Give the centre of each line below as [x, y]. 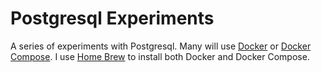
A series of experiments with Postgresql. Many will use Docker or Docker [161, 46]
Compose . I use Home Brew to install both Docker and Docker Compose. [160, 56]
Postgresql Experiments [112, 18]
